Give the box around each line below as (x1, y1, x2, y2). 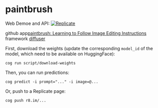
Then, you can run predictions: (5, 69, 69, 76)
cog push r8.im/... (5, 98, 47, 103)
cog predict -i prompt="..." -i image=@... (5, 79, 99, 84)
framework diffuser (5, 35, 46, 42)
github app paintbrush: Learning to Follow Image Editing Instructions (5, 30, 147, 36)
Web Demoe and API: (5, 20, 50, 26)
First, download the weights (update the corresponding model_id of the (5, 45, 153, 51)
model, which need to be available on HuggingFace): (5, 51, 115, 57)
